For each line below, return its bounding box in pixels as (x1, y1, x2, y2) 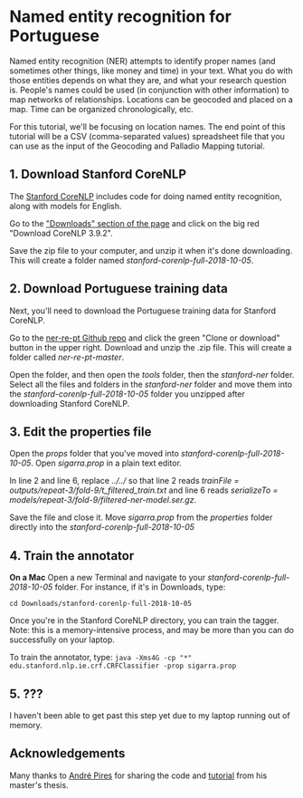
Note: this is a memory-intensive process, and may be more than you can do (9, 625, 295, 636)
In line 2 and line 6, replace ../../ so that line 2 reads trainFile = (9, 476, 240, 486)
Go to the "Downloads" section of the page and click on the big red (9, 217, 260, 228)
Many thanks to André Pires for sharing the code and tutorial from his (9, 770, 268, 781)
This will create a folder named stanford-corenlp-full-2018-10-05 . (9, 255, 254, 265)
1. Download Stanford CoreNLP (9, 167, 187, 182)
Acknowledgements (9, 745, 126, 762)
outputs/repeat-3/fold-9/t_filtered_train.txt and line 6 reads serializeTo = (9, 485, 279, 495)
